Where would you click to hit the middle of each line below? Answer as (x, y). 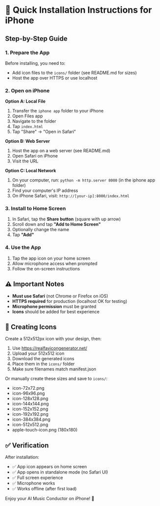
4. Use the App (23, 247)
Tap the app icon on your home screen (51, 258)
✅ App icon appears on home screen (49, 467)
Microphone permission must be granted (54, 306)
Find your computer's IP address (45, 190)
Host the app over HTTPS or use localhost (55, 78)
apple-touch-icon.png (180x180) (45, 430)
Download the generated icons (43, 359)
